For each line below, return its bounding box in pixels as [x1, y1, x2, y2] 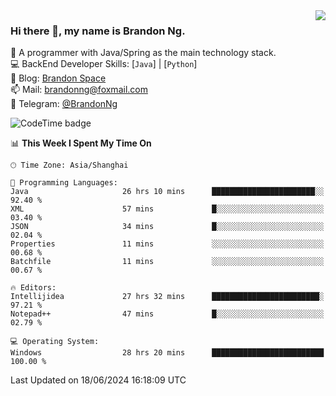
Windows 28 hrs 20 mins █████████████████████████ [10, 348, 325, 358]
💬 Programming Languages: [10, 178, 118, 188]
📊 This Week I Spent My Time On [10, 137, 152, 149]
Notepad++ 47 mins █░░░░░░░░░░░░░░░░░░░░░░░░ [10, 309, 325, 319]
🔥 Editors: [10, 283, 57, 293]
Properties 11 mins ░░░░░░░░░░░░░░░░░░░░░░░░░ [10, 239, 325, 249]
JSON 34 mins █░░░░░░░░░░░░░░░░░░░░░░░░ [10, 222, 325, 232]
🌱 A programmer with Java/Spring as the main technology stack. [10, 47, 277, 59]
